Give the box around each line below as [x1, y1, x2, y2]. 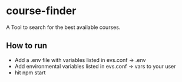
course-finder [6, 4, 77, 18]
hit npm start [14, 69, 46, 76]
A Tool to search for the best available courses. [6, 24, 121, 31]
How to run [6, 41, 48, 51]
